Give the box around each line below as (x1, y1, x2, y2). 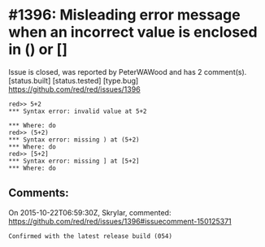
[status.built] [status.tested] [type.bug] (8, 76, 139, 85)
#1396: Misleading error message (8, 6, 241, 24)
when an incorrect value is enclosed (8, 23, 258, 41)
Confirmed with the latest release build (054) (8, 232, 173, 240)
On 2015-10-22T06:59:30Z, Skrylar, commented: (8, 207, 172, 217)
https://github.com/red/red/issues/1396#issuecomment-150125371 (8, 216, 232, 226)
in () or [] (8, 41, 67, 58)
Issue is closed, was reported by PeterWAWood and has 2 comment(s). (8, 67, 247, 76)
